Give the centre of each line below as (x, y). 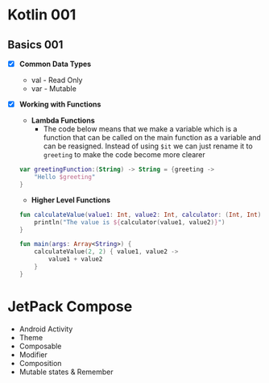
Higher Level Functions (70, 200)
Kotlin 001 (42, 15)
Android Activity (46, 329)
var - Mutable (54, 89)
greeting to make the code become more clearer (124, 155)
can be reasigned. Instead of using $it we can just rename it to (148, 146)
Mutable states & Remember (66, 372)
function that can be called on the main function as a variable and (152, 138)
